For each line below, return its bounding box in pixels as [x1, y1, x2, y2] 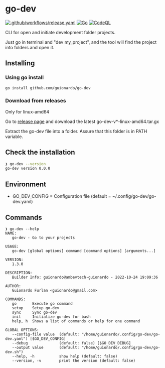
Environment [5, 180, 47, 188]
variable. [5, 134, 24, 140]
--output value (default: [12, 345, 80, 350]
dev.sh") [5, 349, 24, 354]
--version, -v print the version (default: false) [12, 358, 136, 363]
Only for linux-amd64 [5, 108, 50, 114]
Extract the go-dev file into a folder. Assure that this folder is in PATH [5, 128, 147, 134]
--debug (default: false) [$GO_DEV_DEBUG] [12, 340, 131, 345]
